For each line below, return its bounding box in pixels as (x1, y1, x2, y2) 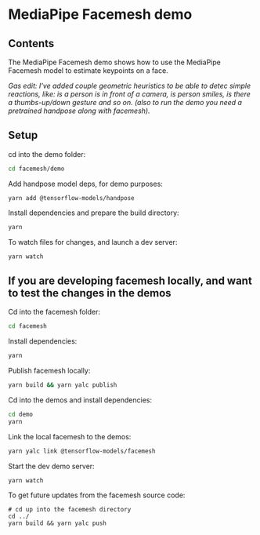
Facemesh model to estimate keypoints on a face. (8, 66, 168, 75)
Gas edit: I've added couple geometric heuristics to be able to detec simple (8, 81, 251, 90)
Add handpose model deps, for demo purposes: (8, 179, 163, 188)
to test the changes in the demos (8, 286, 172, 300)
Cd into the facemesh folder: (8, 308, 100, 317)
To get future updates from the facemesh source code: (8, 490, 186, 500)
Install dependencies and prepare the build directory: (8, 208, 179, 217)
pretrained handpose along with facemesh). (8, 106, 150, 115)
